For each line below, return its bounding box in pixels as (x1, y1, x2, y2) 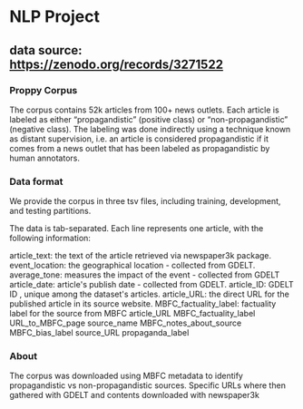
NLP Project (9, 6, 100, 27)
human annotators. (9, 152, 80, 163)
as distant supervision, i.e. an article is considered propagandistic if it (9, 133, 269, 144)
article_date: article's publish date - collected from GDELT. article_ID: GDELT (9, 279, 295, 290)
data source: (9, 43, 83, 58)
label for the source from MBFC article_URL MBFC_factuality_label (9, 308, 256, 319)
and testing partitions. (9, 206, 92, 217)
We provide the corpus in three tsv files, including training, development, (9, 196, 281, 207)
